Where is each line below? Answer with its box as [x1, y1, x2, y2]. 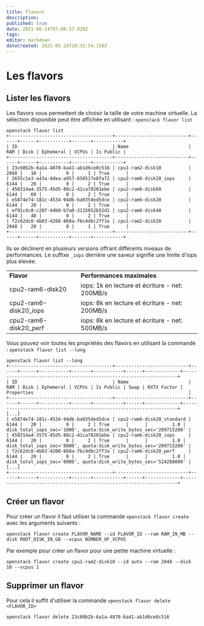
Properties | [6, 389, 191, 395]
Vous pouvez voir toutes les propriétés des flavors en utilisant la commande [6, 339, 196, 347]
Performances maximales [81, 271, 157, 280]
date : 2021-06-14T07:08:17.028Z [6, 26, 88, 32]
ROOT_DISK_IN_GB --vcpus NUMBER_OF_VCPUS [19, 536, 126, 542]
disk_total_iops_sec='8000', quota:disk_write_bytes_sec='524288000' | [6, 459, 191, 465]
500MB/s [81, 324, 108, 332]
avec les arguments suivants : [6, 519, 81, 526]
